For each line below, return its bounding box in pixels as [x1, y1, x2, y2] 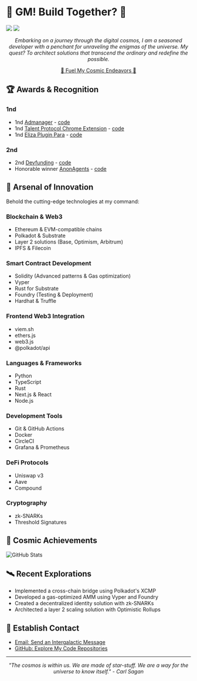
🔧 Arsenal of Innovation [6, 182, 94, 193]
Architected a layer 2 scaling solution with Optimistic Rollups [14, 606, 161, 613]
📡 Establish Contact [6, 623, 80, 633]
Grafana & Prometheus [14, 444, 70, 451]
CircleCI [14, 437, 34, 445]
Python [14, 372, 32, 379]
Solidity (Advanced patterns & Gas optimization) [14, 272, 131, 279]
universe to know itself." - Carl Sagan [53, 668, 144, 675]
